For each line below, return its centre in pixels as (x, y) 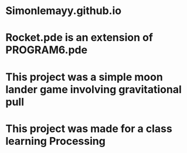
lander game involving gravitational (94, 89)
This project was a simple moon (84, 77)
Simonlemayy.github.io (63, 11)
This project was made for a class (89, 129)
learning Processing (56, 141)
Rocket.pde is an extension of (79, 38)
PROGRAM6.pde (47, 50)
